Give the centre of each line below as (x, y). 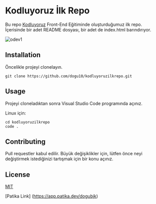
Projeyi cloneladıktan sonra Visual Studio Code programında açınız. (74, 103)
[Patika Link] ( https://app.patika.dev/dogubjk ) (52, 196)
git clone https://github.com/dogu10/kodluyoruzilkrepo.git (69, 76)
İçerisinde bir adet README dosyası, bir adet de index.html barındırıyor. (78, 29)
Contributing (25, 142)
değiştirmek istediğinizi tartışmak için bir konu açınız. (59, 159)
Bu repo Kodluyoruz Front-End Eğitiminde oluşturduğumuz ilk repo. (74, 24)
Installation (23, 55)
